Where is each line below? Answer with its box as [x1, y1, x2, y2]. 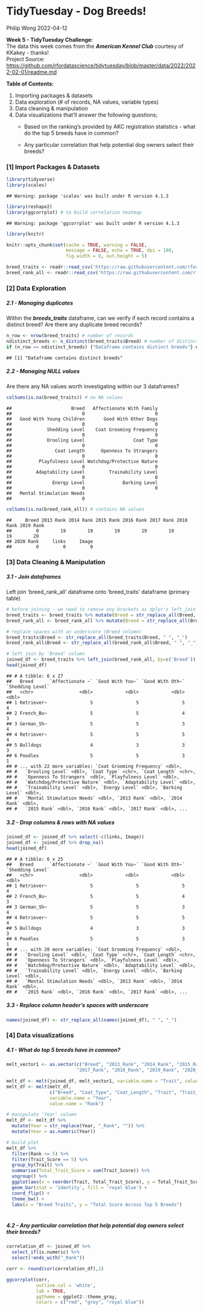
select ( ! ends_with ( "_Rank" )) [11, 1255, 85, 1261]
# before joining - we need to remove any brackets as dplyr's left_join [6, 607, 196, 613]
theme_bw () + [11, 1196, 45, 1202]
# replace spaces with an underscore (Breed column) [6, 629, 142, 635]
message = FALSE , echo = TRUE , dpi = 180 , [65, 248, 174, 254]
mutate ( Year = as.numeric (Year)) [11, 1128, 96, 1135]
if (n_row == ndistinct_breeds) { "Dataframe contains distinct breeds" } [6, 344, 193, 350]
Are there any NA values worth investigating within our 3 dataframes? [6, 383, 179, 390]
